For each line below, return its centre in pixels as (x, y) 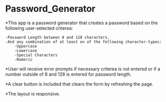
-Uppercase (26, 46)
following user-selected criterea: (39, 28)
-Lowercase (26, 50)
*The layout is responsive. (33, 93)
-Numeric (24, 59)
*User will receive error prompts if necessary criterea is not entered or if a (83, 69)
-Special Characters (36, 55)
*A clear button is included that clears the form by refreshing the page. (79, 84)
